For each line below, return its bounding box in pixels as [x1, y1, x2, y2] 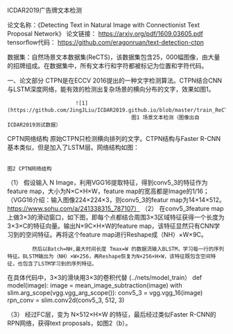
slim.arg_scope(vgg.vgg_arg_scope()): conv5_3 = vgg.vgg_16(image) [7, 289, 203, 297]
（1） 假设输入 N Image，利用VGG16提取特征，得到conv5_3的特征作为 [7, 178, 208, 186]
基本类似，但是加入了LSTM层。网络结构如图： [7, 143, 140, 151]
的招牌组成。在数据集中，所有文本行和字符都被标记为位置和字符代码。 [7, 62, 208, 69]
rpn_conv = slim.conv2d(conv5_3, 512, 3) [7, 296, 125, 304]
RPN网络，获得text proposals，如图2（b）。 [7, 319, 132, 327]
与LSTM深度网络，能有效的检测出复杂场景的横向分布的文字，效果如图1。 [7, 85, 215, 93]
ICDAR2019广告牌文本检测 [7, 6, 83, 14]
